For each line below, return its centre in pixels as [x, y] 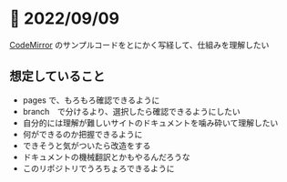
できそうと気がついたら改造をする [87, 146]
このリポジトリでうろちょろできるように [98, 168]
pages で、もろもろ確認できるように [91, 100]
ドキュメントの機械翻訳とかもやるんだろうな [106, 157]
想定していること [57, 76]
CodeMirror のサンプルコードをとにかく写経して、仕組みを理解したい [139, 45]
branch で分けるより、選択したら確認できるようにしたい [131, 111]
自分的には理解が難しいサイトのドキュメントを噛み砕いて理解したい [150, 123]
